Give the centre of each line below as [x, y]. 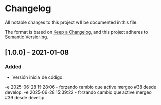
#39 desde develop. [25, 97]
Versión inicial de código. [38, 77]
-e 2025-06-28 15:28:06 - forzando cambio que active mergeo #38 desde [81, 87]
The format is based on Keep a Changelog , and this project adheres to [77, 32]
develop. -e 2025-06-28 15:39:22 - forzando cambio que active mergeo [78, 92]
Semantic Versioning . [27, 37]
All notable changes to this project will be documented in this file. [72, 22]
